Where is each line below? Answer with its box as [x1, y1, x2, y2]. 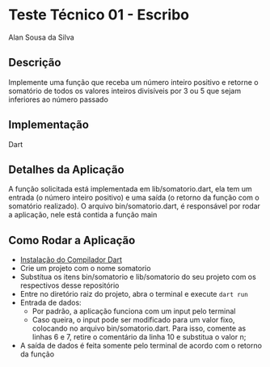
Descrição [8, 56, 61, 70]
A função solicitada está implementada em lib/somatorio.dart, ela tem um [8, 184, 252, 194]
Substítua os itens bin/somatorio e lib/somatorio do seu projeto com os [19, 272, 256, 282]
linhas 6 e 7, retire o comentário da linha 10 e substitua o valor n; [32, 332, 247, 342]
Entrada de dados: [19, 297, 82, 308]
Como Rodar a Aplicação [8, 233, 136, 247]
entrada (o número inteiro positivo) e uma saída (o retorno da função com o [8, 192, 260, 203]
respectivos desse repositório [19, 281, 120, 290]
